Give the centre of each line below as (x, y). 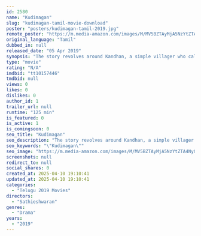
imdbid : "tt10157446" (33, 73)
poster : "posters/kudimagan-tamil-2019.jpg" (63, 29)
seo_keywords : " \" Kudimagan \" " (45, 146)
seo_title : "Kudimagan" (36, 135)
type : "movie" (24, 62)
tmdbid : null (22, 79)
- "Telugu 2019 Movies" (41, 190)
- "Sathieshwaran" (35, 202)
